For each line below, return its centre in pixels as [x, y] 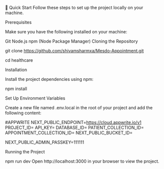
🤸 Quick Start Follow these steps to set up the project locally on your [74, 8]
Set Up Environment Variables [35, 98]
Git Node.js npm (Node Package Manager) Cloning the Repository [71, 41]
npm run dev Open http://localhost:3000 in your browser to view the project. [82, 161]
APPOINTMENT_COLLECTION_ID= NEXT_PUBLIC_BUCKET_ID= [69, 133]
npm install [16, 89]
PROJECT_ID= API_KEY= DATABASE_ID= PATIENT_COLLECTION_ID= [75, 128]
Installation [16, 70]
